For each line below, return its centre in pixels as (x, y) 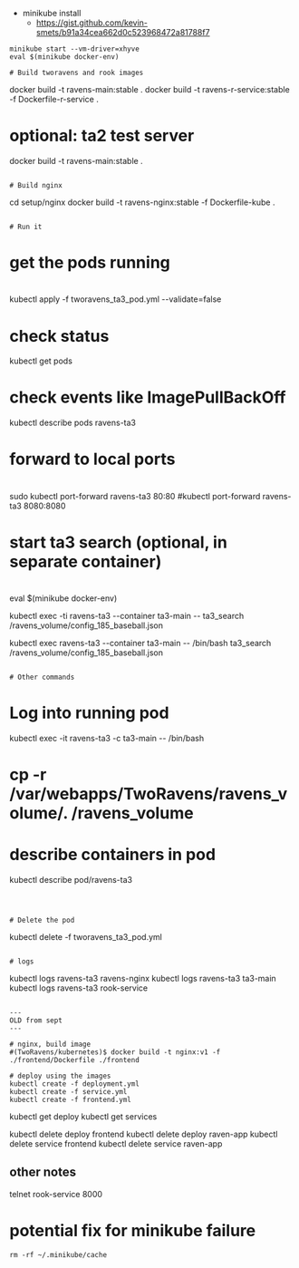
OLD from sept (36, 1021)
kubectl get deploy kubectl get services (83, 1117)
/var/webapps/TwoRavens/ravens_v (149, 794)
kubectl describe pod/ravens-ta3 (71, 880)
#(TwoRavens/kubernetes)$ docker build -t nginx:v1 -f (115, 1052)
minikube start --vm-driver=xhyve (75, 49)
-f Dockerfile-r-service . (54, 99)
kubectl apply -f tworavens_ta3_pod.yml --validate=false (116, 299)
